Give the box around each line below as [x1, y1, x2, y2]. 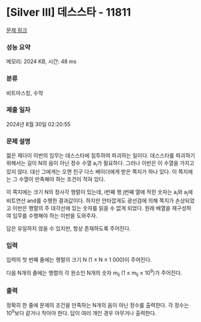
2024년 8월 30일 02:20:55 [6, 120, 71, 128]
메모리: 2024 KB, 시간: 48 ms [6, 58, 77, 65]
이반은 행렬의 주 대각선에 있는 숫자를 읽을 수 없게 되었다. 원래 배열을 [12, 204, 171, 211]
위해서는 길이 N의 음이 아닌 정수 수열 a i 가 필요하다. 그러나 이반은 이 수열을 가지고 [6, 159, 195, 168]
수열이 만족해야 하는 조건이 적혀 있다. [19, 175, 106, 182]
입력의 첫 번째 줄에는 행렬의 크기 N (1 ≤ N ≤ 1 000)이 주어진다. [6, 256, 152, 264]
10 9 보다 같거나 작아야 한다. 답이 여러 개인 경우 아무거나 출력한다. [6, 308, 157, 317]
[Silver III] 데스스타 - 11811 [6, 5, 131, 19]
